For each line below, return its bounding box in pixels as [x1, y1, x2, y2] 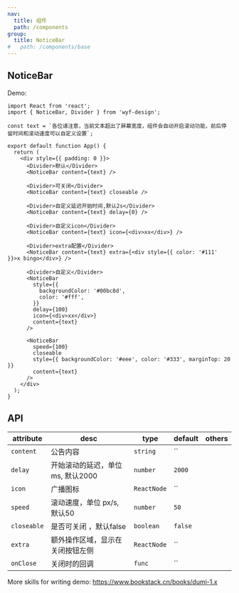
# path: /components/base [7, 43, 91, 50]
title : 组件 [14, 17, 48, 24]
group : [7, 30, 27, 38]
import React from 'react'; [7, 102, 91, 109]
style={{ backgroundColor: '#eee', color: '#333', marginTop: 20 [33, 356, 231, 363]
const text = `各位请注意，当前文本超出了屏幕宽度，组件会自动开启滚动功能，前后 [7, 122, 222, 129]
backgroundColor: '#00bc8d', [38, 287, 126, 294]
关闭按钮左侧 [51, 545, 94, 555]
